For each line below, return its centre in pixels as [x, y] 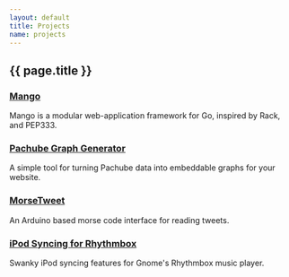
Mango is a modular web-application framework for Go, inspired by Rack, [145, 116]
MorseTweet [37, 201]
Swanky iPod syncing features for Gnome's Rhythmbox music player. [137, 263]
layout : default [39, 17]
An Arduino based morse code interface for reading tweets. [119, 220]
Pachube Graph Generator [67, 148]
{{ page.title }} [51, 70]
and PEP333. [33, 126]
